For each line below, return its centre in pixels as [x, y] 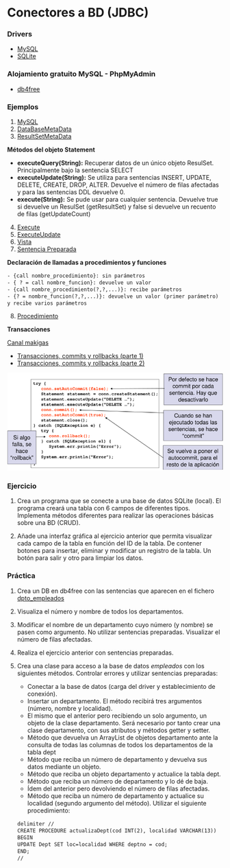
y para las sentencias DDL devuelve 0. [71, 192]
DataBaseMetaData [44, 129]
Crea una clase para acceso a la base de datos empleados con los [111, 666]
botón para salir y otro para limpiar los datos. [80, 558]
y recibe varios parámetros [47, 303]
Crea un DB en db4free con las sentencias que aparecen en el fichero [115, 591]
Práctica [21, 576]
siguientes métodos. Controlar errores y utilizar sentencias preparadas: [117, 673]
